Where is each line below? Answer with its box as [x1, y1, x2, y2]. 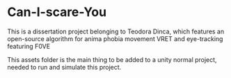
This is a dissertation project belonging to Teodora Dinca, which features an [7, 27, 225, 36]
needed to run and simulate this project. [7, 63, 122, 71]
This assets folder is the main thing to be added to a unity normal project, [7, 55, 217, 63]
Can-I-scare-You [7, 4, 106, 20]
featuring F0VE [7, 42, 51, 50]
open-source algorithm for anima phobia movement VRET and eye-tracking [7, 34, 223, 42]
